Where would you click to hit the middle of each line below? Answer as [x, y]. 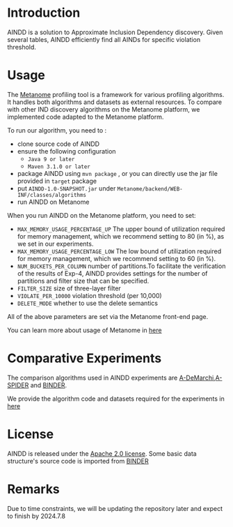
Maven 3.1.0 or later [59, 166]
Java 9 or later [51, 159]
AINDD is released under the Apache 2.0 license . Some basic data [102, 453]
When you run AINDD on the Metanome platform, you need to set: [102, 215]
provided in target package [57, 181]
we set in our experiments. [55, 244]
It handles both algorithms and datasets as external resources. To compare [115, 102]
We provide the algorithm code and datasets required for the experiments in [116, 399]
